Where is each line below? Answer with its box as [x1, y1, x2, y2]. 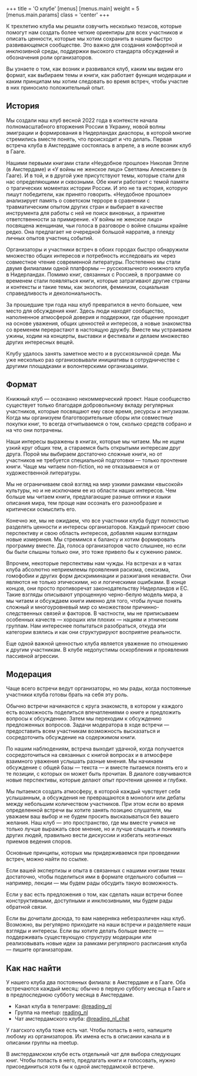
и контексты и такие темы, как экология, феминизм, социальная [6, 283, 169, 290]
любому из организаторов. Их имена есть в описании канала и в [6, 1033, 170, 1040]
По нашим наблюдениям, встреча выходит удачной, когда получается [6, 745, 184, 752]
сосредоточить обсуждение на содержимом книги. [6, 734, 136, 741]
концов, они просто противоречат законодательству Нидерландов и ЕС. [6, 585, 189, 592]
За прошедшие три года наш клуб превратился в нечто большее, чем [6, 301, 182, 308]
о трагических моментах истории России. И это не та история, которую [6, 184, 188, 191]
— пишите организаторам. [6, 946, 73, 953]
